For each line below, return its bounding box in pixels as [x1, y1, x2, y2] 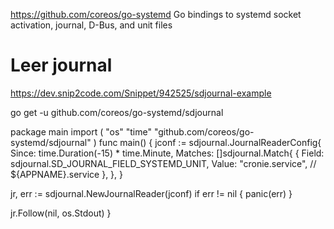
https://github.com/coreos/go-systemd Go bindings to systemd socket [10, 9, 302, 20]
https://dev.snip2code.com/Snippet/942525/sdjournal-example [10, 87, 272, 99]
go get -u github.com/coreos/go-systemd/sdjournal [10, 106, 224, 118]
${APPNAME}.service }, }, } [10, 168, 124, 180]
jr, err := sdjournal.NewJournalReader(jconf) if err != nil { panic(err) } [10, 187, 293, 199]
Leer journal [10, 54, 113, 77]
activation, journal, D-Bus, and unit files [10, 19, 173, 31]
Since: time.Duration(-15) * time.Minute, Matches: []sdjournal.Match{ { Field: [10, 147, 325, 159]
